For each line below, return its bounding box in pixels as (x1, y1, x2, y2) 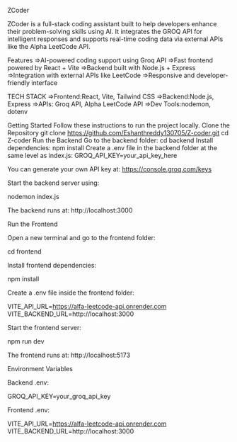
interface (31, 79, 58, 87)
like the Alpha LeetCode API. (7, 42, 91, 50)
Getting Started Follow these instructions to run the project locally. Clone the (7, 121, 230, 130)
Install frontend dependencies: (7, 261, 97, 269)
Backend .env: (7, 378, 50, 387)
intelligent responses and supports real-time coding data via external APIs (7, 35, 224, 43)
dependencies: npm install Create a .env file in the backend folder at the (7, 144, 218, 152)
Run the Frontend (7, 220, 58, 228)
